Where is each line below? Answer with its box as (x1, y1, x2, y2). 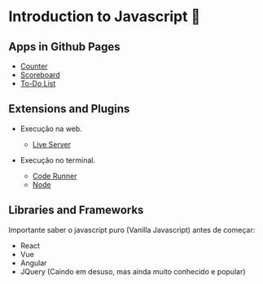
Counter (20, 61, 48, 71)
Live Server (32, 139, 72, 149)
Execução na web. (20, 124, 83, 133)
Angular (20, 258, 47, 268)
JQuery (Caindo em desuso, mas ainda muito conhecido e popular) (20, 266, 246, 276)
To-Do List (20, 79, 56, 88)
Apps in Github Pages (8, 40, 121, 54)
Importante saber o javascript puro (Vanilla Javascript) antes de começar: (8, 225, 256, 234)
